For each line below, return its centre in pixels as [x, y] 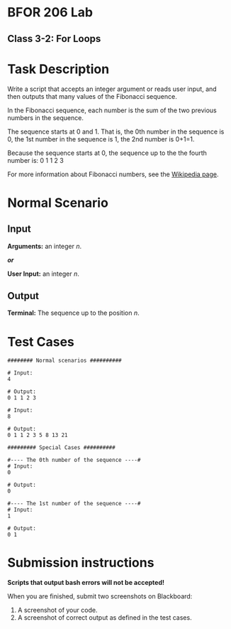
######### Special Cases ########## [61, 448]
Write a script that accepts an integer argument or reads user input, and [112, 89]
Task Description [58, 69]
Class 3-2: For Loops [54, 39]
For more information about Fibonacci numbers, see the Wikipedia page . [113, 174]
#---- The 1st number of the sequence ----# [74, 504]
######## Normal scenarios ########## [64, 361]
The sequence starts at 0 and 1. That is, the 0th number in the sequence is [116, 131]
